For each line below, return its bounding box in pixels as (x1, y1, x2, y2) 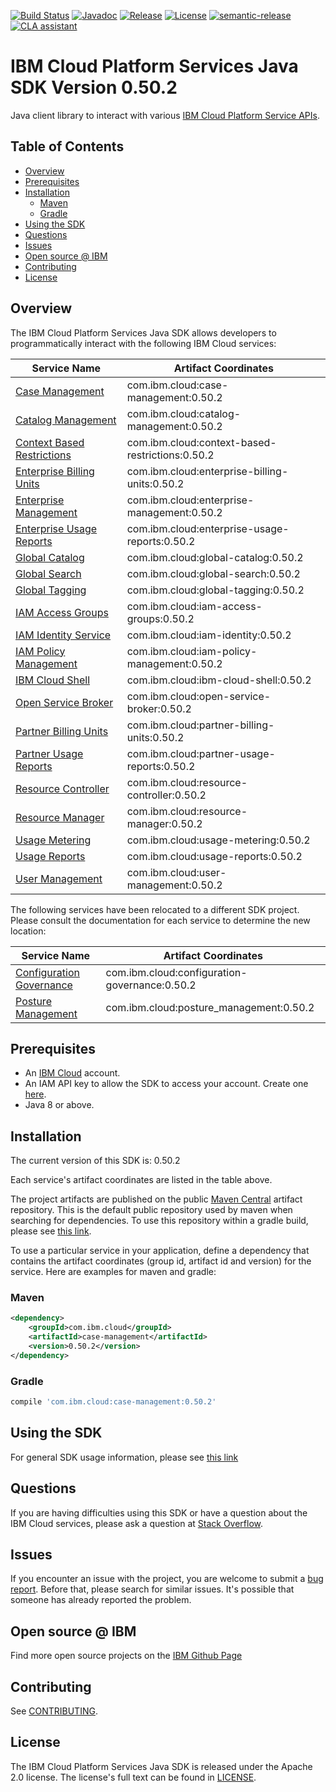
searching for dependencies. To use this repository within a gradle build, (10, 1215, 309, 1227)
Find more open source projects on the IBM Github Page (10, 1650, 243, 1662)
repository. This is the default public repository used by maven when (10, 1204, 293, 1216)
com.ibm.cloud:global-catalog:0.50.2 (126, 550, 304, 564)
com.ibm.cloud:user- (126, 865, 227, 879)
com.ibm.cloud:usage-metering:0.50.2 (126, 833, 311, 847)
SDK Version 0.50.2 (10, 76, 178, 99)
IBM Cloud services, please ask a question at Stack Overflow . (10, 1517, 264, 1529)
